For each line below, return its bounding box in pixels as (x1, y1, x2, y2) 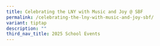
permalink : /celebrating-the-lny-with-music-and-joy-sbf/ (6, 14, 154, 20)
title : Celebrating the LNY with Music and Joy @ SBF (6, 8, 144, 15)
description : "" (6, 25, 47, 32)
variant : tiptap (6, 20, 47, 26)
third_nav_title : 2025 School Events (6, 31, 101, 37)
